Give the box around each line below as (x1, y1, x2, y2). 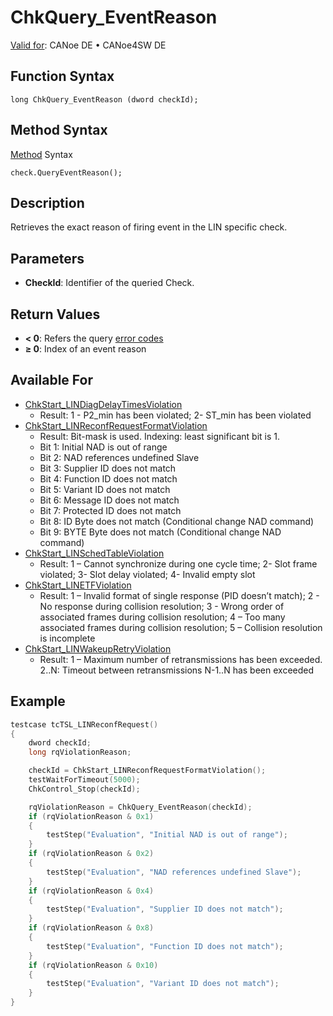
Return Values (10, 306, 101, 323)
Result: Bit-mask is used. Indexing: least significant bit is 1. (39, 430, 280, 442)
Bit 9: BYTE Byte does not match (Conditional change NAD (39, 526, 282, 538)
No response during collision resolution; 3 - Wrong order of (39, 600, 285, 612)
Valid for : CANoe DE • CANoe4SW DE (10, 39, 167, 51)
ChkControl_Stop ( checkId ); (28, 784, 141, 794)
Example (10, 693, 66, 710)
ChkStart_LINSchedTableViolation (24, 547, 165, 559)
